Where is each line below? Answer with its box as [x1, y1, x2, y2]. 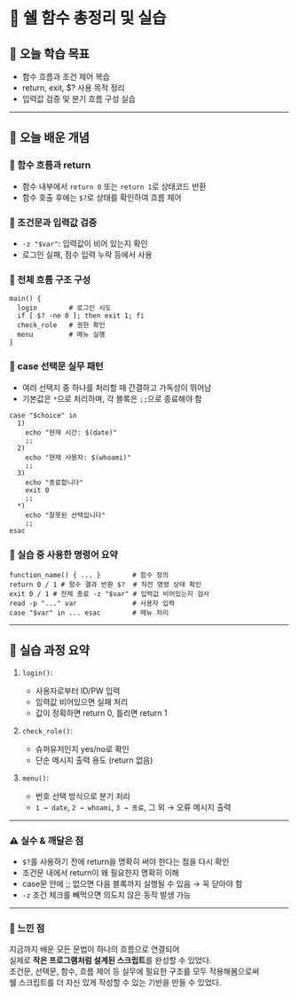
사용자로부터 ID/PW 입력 [35, 685, 121, 696]
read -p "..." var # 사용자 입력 [9, 599, 176, 608]
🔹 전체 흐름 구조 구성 [9, 273, 91, 286]
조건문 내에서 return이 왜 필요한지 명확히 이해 [21, 867, 180, 878]
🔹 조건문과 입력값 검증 [9, 216, 98, 229]
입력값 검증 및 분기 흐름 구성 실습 [21, 94, 136, 104]
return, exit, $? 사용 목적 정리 [21, 82, 126, 93]
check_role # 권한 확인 [17, 321, 106, 330]
